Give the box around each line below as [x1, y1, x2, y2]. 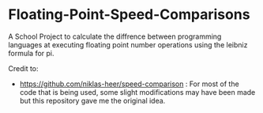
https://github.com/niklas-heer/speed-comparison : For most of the [19, 79, 239, 89]
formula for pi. [8, 48, 54, 58]
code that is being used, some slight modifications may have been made [19, 87, 256, 96]
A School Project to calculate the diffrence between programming [8, 32, 222, 41]
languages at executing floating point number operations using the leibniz [8, 40, 248, 49]
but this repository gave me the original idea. [19, 96, 166, 105]
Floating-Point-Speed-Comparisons [8, 6, 250, 24]
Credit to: [8, 63, 39, 73]
